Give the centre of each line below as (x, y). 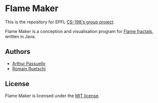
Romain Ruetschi (29, 69)
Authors (18, 52)
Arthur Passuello (29, 63)
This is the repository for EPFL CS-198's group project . (60, 22)
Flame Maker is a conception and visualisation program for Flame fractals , (79, 31)
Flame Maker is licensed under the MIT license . (52, 96)
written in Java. (20, 36)
